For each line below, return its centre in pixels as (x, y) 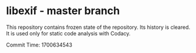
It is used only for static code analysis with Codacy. (68, 33)
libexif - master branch (63, 11)
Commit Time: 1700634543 (39, 45)
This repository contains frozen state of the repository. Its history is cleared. (98, 27)
